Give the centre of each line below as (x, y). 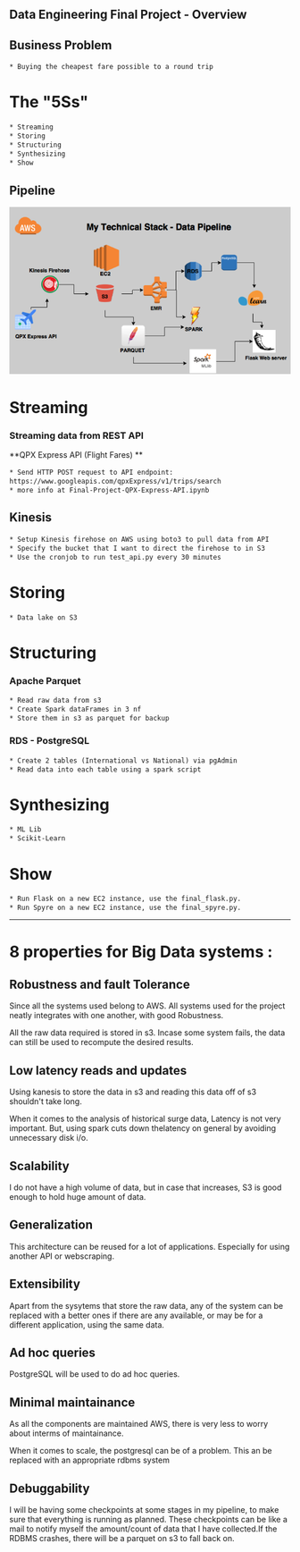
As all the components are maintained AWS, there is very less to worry (139, 1424)
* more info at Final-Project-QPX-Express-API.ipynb (109, 490)
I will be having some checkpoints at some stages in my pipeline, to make (144, 1510)
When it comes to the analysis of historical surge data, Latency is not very (145, 1119)
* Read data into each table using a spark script (105, 769)
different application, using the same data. (87, 1324)
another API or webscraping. (62, 1256)
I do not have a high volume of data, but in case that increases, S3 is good (146, 1187)
